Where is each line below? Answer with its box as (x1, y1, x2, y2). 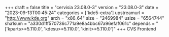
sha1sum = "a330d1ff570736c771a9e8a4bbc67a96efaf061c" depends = (5, 20, 155, 26)
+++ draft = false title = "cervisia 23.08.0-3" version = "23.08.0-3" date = (5, 5, 159, 10)
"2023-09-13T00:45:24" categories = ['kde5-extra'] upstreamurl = (5, 10, 145, 16)
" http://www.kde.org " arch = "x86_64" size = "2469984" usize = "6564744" (5, 15, 164, 21)
